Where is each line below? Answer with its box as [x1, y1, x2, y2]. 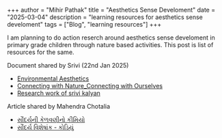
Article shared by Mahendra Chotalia [7, 102, 111, 110]
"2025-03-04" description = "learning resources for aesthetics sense [7, 13, 203, 21]
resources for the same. [7, 48, 74, 56]
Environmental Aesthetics [16, 74, 89, 83]
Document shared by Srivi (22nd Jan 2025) [7, 61, 129, 69]
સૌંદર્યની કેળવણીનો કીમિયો [16, 115, 85, 124]
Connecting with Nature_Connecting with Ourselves [16, 82, 163, 89]
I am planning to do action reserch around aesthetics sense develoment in [7, 33, 215, 42]
